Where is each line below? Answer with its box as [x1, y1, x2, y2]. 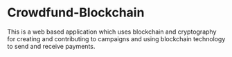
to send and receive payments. [7, 42, 96, 50]
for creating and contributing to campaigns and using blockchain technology [7, 34, 226, 43]
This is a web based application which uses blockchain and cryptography [7, 27, 217, 36]
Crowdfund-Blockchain [7, 5, 145, 21]
